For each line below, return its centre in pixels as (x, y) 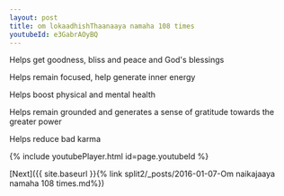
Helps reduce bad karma (55, 139)
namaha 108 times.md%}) (57, 183)
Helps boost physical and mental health (82, 94)
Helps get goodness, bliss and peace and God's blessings (117, 60)
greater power (35, 121)
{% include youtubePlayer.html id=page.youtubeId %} (109, 156)
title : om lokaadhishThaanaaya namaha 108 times (102, 26)
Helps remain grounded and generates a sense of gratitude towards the (142, 112)
